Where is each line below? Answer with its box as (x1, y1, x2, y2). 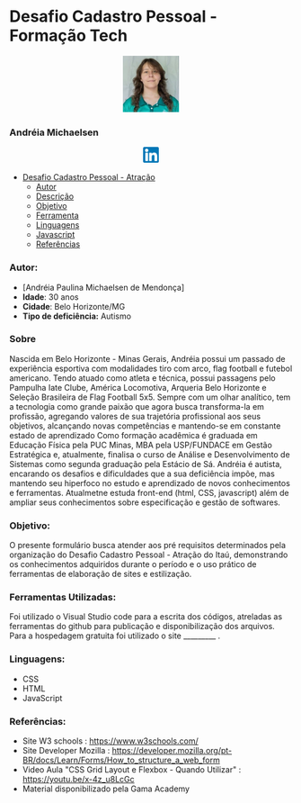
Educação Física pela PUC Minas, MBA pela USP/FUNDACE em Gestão (9, 439, 272, 450)
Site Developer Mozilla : (22, 745, 111, 756)
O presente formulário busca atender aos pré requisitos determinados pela (9, 540, 286, 551)
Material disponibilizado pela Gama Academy (22, 783, 190, 794)
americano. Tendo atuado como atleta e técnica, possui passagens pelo (9, 372, 276, 383)
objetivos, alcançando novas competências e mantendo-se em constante (9, 420, 281, 431)
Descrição (35, 191, 75, 202)
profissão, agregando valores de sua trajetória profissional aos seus (9, 411, 261, 421)
